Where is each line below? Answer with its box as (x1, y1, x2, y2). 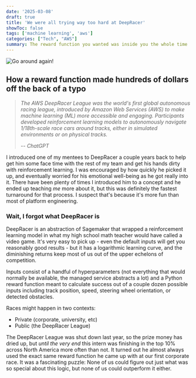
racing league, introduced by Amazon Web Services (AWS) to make (20, 105, 185, 112)
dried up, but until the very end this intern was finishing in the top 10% (6, 340, 176, 347)
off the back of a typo (6, 84, 86, 94)
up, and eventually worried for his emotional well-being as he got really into (6, 172, 189, 180)
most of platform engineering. (6, 197, 78, 204)
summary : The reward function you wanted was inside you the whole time (6, 42, 188, 48)
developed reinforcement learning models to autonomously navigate (20, 118, 187, 125)
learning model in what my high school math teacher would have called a (6, 231, 183, 238)
